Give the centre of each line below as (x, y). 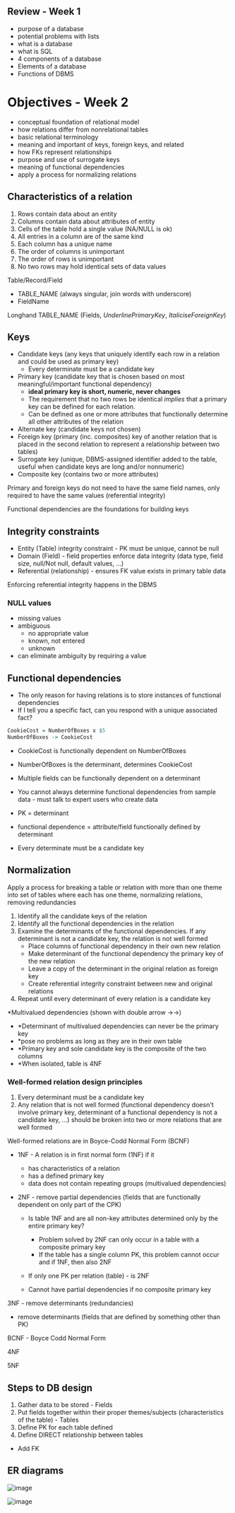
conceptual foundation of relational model (78, 122)
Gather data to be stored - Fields (65, 1404)
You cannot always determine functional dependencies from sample (117, 792)
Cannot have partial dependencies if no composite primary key (120, 1290)
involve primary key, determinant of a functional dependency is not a (117, 1112)
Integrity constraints (54, 531)
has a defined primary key (66, 1176)
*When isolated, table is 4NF (60, 1063)
